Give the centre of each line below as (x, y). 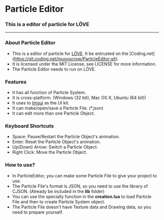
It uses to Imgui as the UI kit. (41, 103)
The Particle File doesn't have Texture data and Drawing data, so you (82, 207)
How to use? (20, 165)
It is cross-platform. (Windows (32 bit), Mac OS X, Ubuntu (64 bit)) (79, 98)
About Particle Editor (30, 43)
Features (16, 82)
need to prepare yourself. (38, 212)
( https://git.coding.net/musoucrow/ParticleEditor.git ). (65, 59)
